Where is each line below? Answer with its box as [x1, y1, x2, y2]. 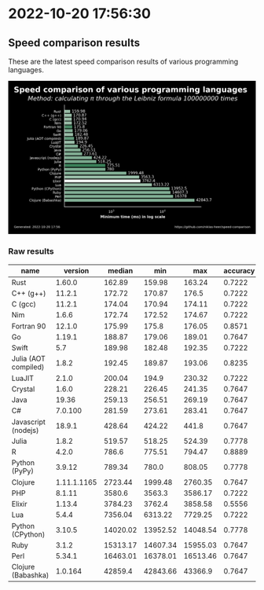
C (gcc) [11, 299, 37, 309]
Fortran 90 [11, 321, 46, 331]
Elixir [11, 500, 27, 509]
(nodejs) [11, 425, 39, 434]
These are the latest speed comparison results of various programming [8, 57, 239, 66]
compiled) [11, 362, 45, 372]
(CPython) [11, 530, 46, 539]
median [108, 266, 134, 276]
